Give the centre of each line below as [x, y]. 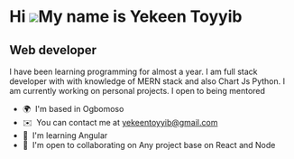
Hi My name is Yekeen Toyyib [126, 17]
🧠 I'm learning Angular [65, 136]
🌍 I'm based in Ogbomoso [73, 109]
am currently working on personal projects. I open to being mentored [138, 91]
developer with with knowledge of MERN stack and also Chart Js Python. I [147, 81]
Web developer [53, 50]
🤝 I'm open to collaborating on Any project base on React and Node [149, 145]
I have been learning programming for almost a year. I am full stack [133, 71]
